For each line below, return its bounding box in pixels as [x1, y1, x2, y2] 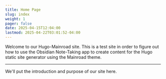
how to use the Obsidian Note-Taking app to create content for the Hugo [5, 49, 153, 55]
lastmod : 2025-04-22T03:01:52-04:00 [5, 30, 81, 35]
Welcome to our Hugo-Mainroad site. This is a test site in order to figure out [5, 44, 159, 49]
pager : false [5, 21, 32, 26]
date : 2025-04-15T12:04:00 [5, 26, 61, 31]
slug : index [5, 12, 30, 17]
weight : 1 [5, 16, 26, 21]
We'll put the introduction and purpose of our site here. [5, 69, 117, 74]
